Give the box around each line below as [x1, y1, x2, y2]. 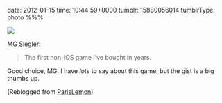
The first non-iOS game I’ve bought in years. [24, 54, 152, 61]
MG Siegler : [7, 40, 42, 48]
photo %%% [7, 13, 44, 22]
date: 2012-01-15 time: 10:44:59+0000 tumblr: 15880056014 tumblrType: [7, 6, 215, 14]
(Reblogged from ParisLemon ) [7, 88, 94, 96]
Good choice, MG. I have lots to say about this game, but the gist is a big [7, 67, 214, 75]
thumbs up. [7, 74, 40, 82]
